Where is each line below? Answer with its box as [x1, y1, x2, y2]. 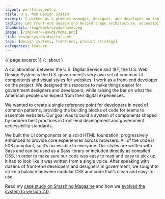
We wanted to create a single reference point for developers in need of [5, 102, 149, 108]
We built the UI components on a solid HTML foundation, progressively [5, 132, 148, 138]
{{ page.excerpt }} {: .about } [5, 57, 63, 63]
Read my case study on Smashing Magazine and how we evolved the [5, 183, 145, 189]
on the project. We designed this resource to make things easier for [5, 82, 141, 88]
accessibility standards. [5, 123, 53, 129]
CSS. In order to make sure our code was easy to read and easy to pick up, [5, 153, 157, 159]
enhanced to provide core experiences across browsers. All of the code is [5, 137, 155, 143]
